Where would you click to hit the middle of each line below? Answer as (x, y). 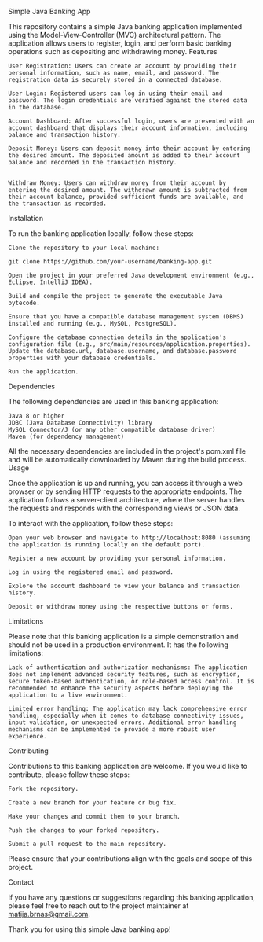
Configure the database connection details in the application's (117, 337)
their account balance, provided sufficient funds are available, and (126, 197)
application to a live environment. (68, 695)
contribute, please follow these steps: (69, 775)
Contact (21, 882)
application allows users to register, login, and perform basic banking (120, 43)
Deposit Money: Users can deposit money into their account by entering (130, 149)
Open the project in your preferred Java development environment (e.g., (131, 275)
